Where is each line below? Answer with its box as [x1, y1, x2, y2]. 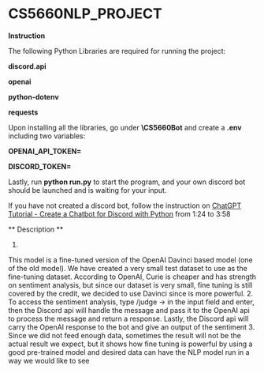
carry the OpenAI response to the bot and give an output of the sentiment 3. [8, 322, 255, 332]
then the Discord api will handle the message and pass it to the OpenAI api [8, 305, 250, 315]
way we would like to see [8, 356, 90, 365]
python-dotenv [8, 92, 59, 101]
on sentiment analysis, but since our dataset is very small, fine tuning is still [8, 280, 253, 289]
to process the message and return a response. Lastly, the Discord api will [8, 314, 249, 323]
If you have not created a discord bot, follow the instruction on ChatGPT [8, 201, 242, 210]
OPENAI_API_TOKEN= [8, 146, 82, 156]
